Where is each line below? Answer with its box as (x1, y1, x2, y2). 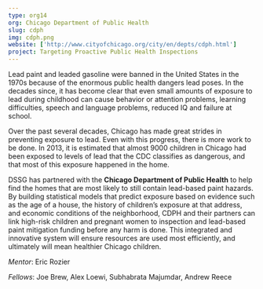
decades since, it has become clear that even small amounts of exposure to (8, 86, 253, 95)
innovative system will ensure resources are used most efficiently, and (8, 233, 236, 243)
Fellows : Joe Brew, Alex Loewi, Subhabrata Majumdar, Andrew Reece (8, 273, 232, 281)
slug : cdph (8, 26, 44, 34)
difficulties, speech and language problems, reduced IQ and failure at (8, 103, 232, 112)
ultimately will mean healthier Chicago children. (8, 242, 162, 251)
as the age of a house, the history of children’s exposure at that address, (8, 200, 243, 209)
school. (8, 112, 32, 120)
